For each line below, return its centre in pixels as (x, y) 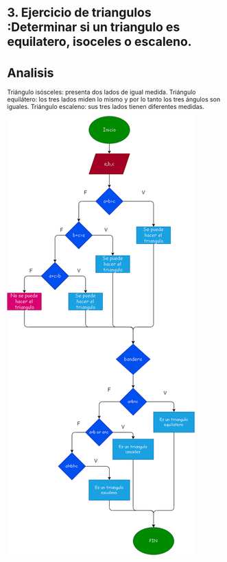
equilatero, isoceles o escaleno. (99, 42)
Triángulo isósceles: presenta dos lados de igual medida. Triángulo (102, 92)
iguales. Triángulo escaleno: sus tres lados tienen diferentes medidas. (106, 107)
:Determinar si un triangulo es (94, 27)
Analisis (31, 73)
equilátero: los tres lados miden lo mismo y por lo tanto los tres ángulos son (114, 99)
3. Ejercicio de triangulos (80, 13)
